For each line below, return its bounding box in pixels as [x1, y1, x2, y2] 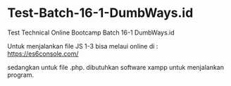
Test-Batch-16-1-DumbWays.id [7, 5, 194, 21]
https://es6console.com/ [7, 49, 79, 58]
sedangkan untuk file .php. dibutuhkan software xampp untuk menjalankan [7, 63, 224, 71]
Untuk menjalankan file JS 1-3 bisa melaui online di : [7, 42, 158, 50]
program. [7, 70, 35, 79]
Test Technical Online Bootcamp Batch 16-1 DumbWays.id [7, 28, 175, 37]
